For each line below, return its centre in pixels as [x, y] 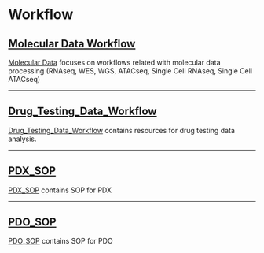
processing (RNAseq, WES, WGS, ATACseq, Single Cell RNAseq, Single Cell [130, 71]
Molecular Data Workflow [72, 44]
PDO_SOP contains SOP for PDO [61, 241]
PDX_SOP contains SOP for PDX [60, 190]
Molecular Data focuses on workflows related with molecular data [115, 62]
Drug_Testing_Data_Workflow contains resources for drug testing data [122, 130]
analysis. [22, 139]
